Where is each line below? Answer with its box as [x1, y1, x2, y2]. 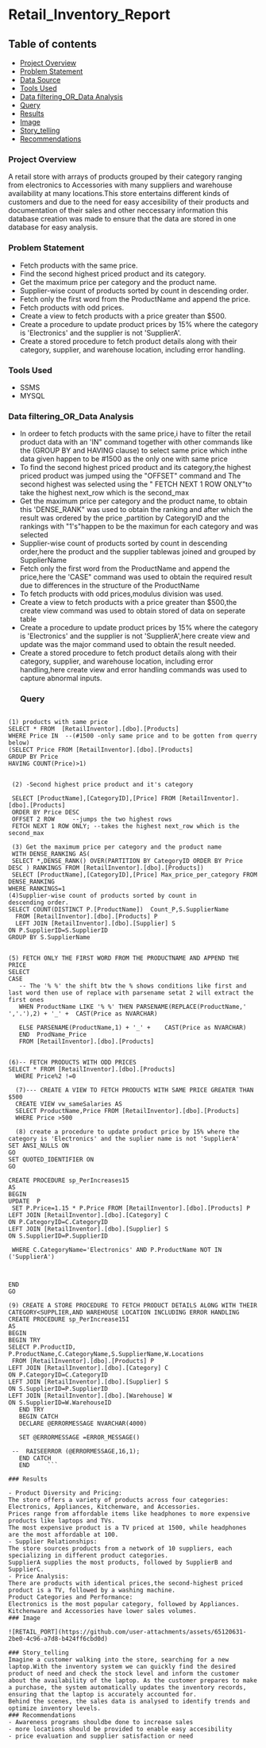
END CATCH [18, 1454, 52, 1462]
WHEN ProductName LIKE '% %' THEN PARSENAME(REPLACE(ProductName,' [18, 1003, 247, 1011]
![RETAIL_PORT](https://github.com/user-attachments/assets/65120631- [8, 1628, 247, 1636]
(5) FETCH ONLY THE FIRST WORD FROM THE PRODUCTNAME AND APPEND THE [8, 954, 240, 962]
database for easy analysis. [8, 222, 98, 232]
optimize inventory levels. [8, 1704, 102, 1712]
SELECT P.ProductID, [8, 1343, 77, 1351]
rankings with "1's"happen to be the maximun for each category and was [19, 522, 259, 531]
